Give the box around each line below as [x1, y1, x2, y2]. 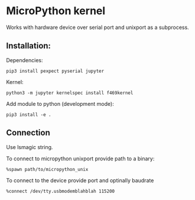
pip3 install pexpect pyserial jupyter [6, 68, 105, 74]
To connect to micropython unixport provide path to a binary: [6, 155, 155, 162]
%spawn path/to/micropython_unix [6, 166, 89, 172]
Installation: [6, 41, 51, 51]
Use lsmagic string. [6, 143, 53, 150]
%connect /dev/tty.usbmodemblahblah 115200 [6, 188, 115, 194]
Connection [6, 128, 50, 138]
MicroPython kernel [6, 4, 106, 18]
